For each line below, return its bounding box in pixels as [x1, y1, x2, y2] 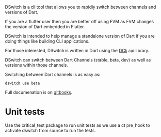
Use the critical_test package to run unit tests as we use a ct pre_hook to [5, 122, 150, 128]
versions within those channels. [5, 62, 68, 68]
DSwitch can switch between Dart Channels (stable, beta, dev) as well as [5, 57, 151, 62]
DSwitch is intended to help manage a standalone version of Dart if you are [5, 33, 155, 39]
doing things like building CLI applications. [5, 38, 90, 44]
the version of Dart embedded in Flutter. [5, 24, 85, 30]
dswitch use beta [5, 81, 40, 86]
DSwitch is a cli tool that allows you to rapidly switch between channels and [5, 4, 156, 10]
